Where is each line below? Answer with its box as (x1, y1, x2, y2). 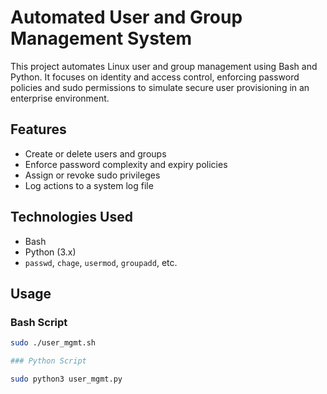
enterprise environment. (10, 92, 110, 104)
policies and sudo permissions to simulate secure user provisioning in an (10, 81, 310, 93)
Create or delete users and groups (24, 147, 167, 160)
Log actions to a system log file (24, 179, 154, 191)
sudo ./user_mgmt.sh (10, 338, 97, 348)
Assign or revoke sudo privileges (24, 169, 161, 181)
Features (10, 121, 67, 138)
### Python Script (10, 356, 87, 366)
